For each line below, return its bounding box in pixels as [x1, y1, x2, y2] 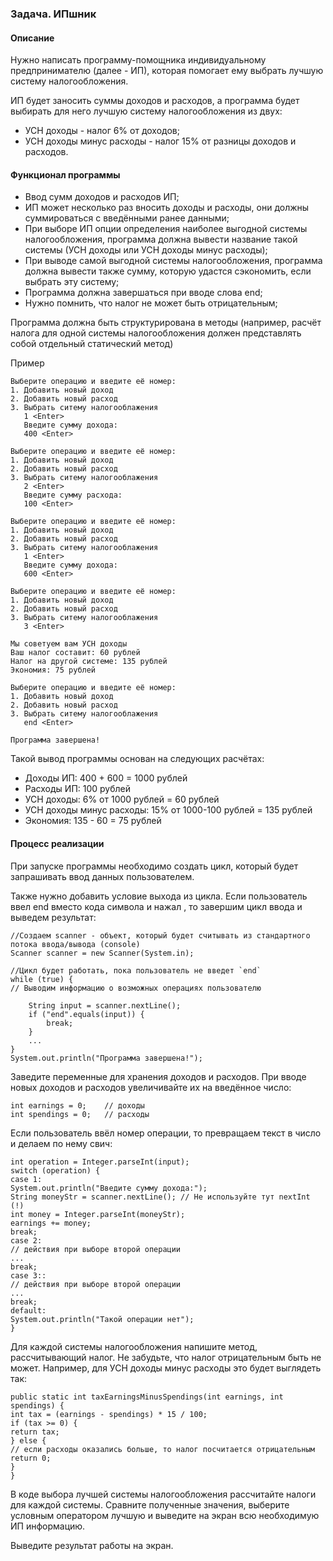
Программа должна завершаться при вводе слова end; [24, 287, 263, 299]
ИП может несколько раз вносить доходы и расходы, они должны [24, 202, 310, 214]
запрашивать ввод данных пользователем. [10, 870, 195, 882]
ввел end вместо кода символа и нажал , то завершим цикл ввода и [10, 900, 303, 912]
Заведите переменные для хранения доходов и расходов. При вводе [10, 1070, 307, 1082]
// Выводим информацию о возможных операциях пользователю [10, 983, 262, 993]
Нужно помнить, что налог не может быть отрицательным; [24, 297, 278, 309]
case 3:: [10, 1270, 47, 1281]
